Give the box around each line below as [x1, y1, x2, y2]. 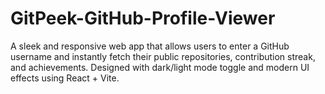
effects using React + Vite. [10, 72, 120, 84]
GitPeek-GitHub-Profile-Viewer [10, 7, 276, 30]
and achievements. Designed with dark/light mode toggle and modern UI [10, 61, 310, 73]
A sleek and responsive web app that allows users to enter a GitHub [10, 40, 290, 52]
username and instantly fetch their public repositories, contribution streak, [10, 50, 316, 62]
